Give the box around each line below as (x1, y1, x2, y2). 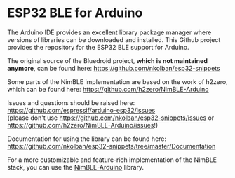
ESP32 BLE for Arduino (7, 5, 143, 21)
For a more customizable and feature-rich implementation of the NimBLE (7, 156, 217, 164)
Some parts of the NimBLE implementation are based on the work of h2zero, (7, 77, 228, 85)
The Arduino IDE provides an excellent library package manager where (7, 28, 212, 36)
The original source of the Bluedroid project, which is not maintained (7, 56, 208, 64)
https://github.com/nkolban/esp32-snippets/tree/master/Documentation (7, 142, 216, 150)
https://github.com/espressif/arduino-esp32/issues (7, 106, 156, 114)
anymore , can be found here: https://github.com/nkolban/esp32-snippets (7, 64, 220, 72)
